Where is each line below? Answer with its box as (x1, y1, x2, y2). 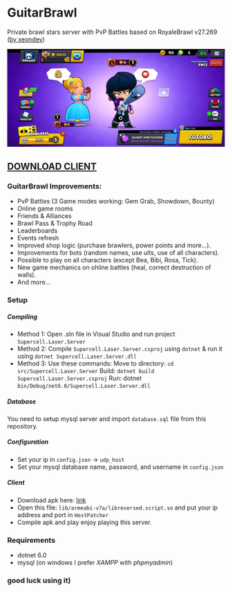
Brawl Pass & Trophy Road (17, 219, 93, 228)
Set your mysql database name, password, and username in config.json (17, 463, 224, 471)
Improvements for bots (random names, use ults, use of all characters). (17, 249, 220, 257)
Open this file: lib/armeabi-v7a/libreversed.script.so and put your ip (17, 503, 218, 512)
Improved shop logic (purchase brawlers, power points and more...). (17, 241, 211, 250)
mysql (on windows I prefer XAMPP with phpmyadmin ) (17, 559, 173, 567)
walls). (17, 271, 37, 279)
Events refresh (17, 234, 59, 242)
